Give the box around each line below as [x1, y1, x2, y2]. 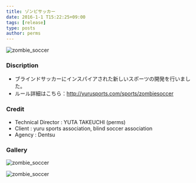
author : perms [6, 31, 41, 36]
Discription [6, 61, 39, 69]
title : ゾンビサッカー [6, 8, 56, 15]
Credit [6, 105, 25, 114]
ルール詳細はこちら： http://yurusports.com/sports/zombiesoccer [14, 90, 174, 97]
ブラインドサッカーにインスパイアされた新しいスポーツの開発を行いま [14, 75, 186, 82]
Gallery [6, 145, 28, 154]
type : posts [6, 25, 35, 31]
